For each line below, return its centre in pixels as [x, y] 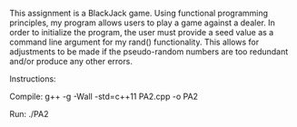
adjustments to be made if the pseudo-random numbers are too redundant [149, 52]
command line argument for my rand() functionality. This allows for [134, 42]
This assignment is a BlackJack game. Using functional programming [139, 13]
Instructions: [33, 79]
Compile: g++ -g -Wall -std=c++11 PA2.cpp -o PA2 [104, 96]
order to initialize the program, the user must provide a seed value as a [142, 32]
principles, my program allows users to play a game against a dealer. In [142, 23]
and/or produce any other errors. [71, 61]
